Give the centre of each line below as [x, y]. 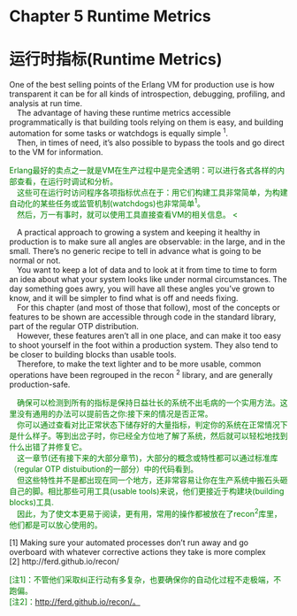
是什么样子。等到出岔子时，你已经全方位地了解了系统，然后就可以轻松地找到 [148, 436]
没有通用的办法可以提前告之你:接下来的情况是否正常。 [115, 414]
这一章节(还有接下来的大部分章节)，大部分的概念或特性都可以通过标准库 [148, 458]
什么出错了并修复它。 [48, 447]
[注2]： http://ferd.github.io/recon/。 [75, 601]
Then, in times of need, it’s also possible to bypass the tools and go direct [151, 142]
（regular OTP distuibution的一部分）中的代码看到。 [104, 469]
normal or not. [35, 261]
